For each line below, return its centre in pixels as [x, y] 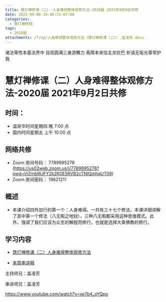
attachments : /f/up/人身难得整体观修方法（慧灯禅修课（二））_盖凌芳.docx [75, 38]
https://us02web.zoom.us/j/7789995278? [57, 168]
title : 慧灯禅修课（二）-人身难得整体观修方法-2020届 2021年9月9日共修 [72, 10]
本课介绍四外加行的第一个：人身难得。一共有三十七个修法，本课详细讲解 [86, 210]
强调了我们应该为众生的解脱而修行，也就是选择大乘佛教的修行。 [86, 222]
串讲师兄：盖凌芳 [23, 284]
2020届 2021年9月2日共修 [72, 93]
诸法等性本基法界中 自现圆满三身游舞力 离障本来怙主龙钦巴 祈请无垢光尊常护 [83, 52]
